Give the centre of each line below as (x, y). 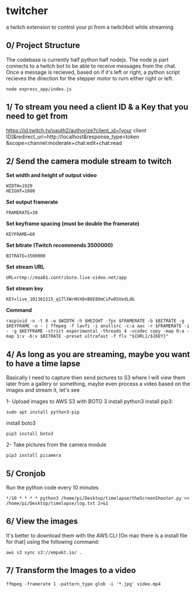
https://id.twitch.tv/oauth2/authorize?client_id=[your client (76, 130)
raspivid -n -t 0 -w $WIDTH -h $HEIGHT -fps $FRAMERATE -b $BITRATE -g (95, 321)
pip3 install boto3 (30, 434)
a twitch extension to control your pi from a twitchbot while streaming (90, 27)
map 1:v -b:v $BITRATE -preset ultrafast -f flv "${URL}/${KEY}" (87, 336)
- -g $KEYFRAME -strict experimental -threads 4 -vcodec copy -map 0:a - (98, 331)
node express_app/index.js (39, 89)
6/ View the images (42, 521)
